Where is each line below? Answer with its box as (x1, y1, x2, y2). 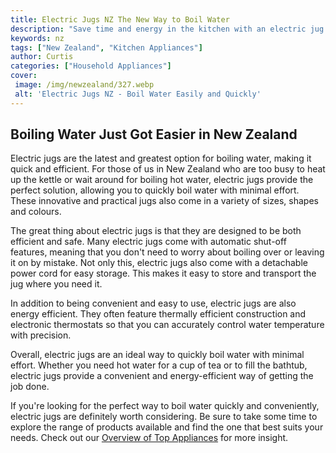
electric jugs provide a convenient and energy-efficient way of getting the (10, 370, 314, 382)
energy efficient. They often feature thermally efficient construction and (10, 308, 307, 320)
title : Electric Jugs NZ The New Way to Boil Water (10, 14, 230, 25)
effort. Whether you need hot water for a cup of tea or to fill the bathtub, (10, 359, 308, 371)
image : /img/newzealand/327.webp (14, 80, 155, 90)
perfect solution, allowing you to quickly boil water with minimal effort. (10, 184, 300, 196)
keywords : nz (10, 33, 65, 43)
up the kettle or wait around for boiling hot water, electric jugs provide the (10, 174, 314, 186)
